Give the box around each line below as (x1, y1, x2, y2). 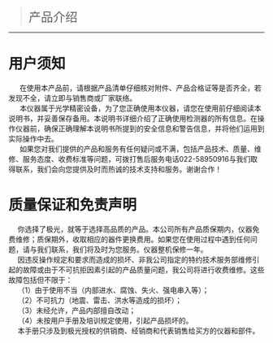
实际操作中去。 (8, 133, 58, 143)
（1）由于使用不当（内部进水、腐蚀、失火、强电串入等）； (17, 284, 210, 295)
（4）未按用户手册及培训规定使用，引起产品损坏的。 (17, 315, 193, 325)
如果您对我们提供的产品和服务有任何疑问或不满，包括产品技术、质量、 (19, 144, 254, 154)
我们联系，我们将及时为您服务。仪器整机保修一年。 (36, 244, 208, 254)
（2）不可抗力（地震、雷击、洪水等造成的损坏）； (17, 295, 183, 305)
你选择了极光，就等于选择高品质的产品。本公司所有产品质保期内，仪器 (17, 224, 253, 234)
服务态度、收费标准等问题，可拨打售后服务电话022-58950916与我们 (22, 154, 251, 163)
